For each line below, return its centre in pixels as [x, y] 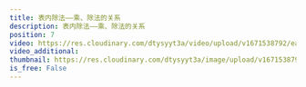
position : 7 [32, 34]
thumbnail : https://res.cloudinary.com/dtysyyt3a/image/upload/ [134, 60]
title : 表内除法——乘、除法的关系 [65, 18]
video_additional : [44, 52]
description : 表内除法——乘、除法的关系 [77, 26]
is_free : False [38, 69]
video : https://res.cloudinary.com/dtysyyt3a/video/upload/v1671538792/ [150, 43]
